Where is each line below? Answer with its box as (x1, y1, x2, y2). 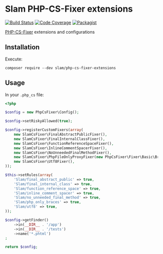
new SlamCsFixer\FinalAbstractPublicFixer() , (14, 132, 108, 137)
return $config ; (5, 245, 38, 250)
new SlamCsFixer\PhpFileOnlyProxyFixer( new (14, 155, 103, 159)
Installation (5, 43, 40, 52)
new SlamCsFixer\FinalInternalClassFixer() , (14, 137, 105, 141)
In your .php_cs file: (5, 92, 44, 98)
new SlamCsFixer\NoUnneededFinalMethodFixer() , (14, 150, 112, 155)
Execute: (5, 56, 23, 62)
